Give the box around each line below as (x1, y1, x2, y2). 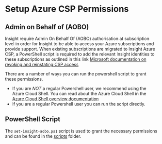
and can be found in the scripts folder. (5, 133, 81, 139)
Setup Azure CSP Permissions (5, 3, 129, 15)
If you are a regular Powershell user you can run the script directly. (12, 101, 146, 107)
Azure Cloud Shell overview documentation (12, 96, 99, 102)
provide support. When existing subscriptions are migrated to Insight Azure (5, 46, 155, 52)
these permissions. (5, 76, 43, 82)
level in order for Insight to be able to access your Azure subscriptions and (5, 41, 154, 47)
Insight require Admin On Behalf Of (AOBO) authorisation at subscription (5, 36, 149, 41)
